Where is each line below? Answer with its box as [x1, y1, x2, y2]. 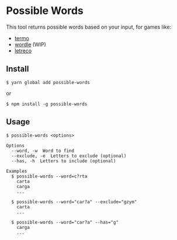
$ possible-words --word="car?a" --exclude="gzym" [11, 199, 137, 205]
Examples [6, 168, 27, 174]
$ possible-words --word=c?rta [11, 173, 88, 179]
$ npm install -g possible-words [6, 101, 88, 107]
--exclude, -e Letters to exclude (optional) [11, 153, 127, 159]
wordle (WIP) [14, 41, 47, 48]
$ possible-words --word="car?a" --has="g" [11, 219, 119, 225]
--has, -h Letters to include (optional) [11, 158, 116, 164]
